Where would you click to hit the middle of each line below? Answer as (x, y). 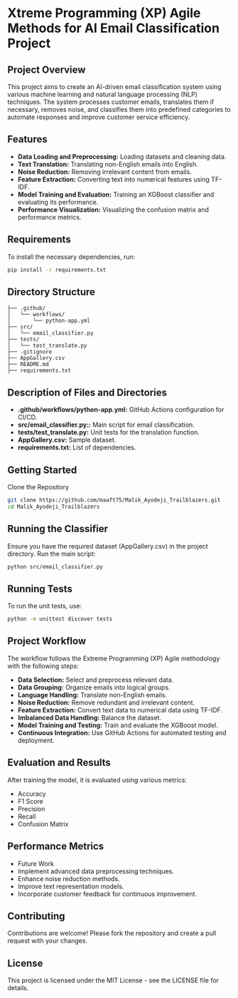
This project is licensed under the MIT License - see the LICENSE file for (113, 980)
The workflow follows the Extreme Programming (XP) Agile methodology (114, 658)
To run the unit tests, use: (45, 606)
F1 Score (31, 801)
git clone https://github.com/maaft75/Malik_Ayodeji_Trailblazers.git (114, 500)
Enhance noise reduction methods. (69, 878)
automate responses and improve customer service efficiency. (99, 117)
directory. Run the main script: (52, 553)
